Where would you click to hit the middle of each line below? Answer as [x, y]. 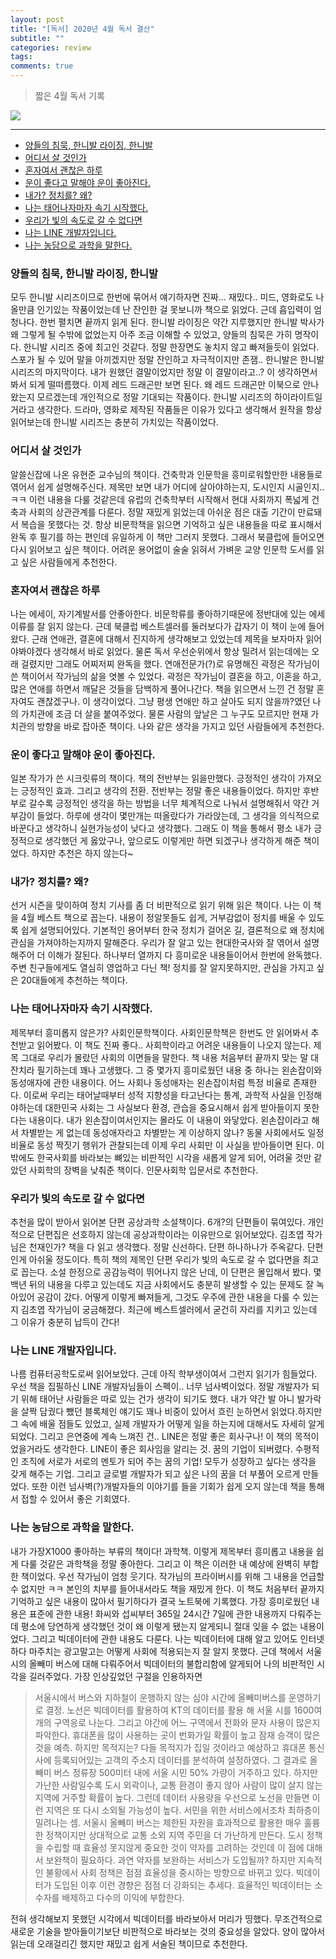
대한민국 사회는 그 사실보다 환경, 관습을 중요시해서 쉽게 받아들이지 [173, 1107]
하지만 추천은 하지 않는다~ [82, 853]
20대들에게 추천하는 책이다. [74, 980]
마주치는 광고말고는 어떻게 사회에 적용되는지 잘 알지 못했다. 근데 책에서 [166, 1651]
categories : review [51, 47]
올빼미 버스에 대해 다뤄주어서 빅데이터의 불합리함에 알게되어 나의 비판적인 [171, 1663]
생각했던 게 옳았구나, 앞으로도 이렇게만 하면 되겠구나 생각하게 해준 [173, 841]
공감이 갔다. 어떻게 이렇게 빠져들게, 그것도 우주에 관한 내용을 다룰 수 [168, 1297]
